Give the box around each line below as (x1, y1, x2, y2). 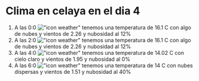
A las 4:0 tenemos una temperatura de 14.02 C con (14, 49, 185, 56)
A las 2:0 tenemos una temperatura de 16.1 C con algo (14, 36, 192, 43)
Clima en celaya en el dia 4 (5, 4, 140, 18)
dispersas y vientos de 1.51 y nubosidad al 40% (14, 68, 131, 75)
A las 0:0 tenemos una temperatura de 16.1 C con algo (14, 24, 192, 31)
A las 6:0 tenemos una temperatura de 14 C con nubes (14, 61, 193, 69)
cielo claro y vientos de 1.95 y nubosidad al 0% (14, 55, 131, 63)
